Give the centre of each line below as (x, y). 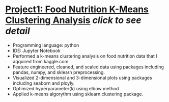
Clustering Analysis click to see (73, 20)
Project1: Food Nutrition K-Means (77, 9)
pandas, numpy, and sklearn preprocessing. (59, 72)
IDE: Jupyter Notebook (37, 50)
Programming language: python (46, 45)
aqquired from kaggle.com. (41, 61)
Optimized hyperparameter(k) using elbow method (66, 88)
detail (18, 31)
